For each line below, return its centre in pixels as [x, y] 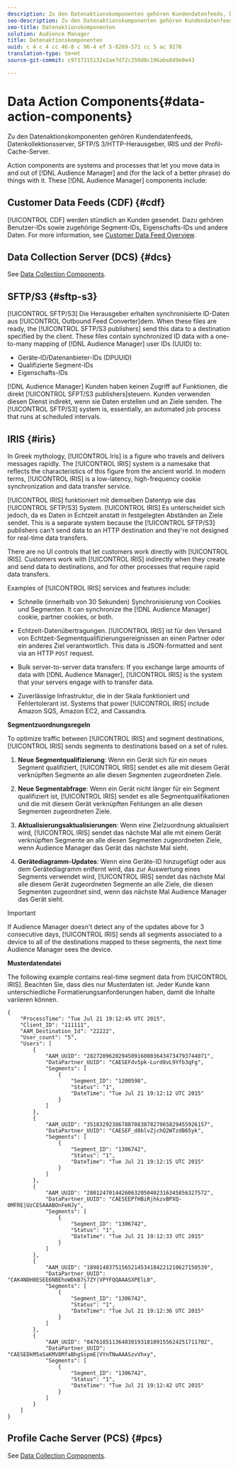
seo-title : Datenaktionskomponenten [61, 27]
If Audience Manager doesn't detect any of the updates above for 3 [106, 926]
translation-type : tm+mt [44, 54]
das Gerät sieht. [41, 899]
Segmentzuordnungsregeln [49, 725]
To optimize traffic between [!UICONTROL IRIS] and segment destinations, [116, 738]
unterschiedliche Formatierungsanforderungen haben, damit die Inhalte [112, 992]
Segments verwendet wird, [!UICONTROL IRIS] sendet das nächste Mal [121, 876]
